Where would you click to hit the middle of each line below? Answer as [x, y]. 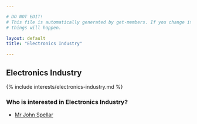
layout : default [26, 38]
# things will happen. [34, 28]
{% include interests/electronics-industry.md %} [64, 86]
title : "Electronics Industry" [44, 44]
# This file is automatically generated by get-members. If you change [95, 22]
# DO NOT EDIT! [25, 16]
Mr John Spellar [34, 115]
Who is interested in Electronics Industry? [67, 102]
